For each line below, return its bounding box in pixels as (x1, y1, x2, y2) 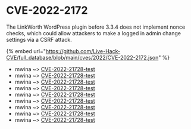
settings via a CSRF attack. (6, 36, 73, 43)
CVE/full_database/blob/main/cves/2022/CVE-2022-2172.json (6, 54, 159, 61)
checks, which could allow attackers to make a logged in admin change (6, 29, 181, 36)
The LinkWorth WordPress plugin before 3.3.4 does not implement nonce (6, 23, 186, 30)
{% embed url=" (6, 47, 46, 54)
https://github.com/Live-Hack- (45, 47, 121, 54)
